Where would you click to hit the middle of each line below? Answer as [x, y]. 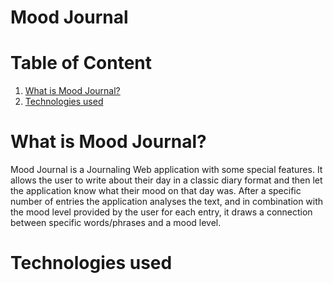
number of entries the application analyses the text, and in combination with [167, 202]
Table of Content [81, 63]
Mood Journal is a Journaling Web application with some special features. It [166, 170]
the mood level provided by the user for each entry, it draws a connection [161, 212]
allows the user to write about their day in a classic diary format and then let [166, 180]
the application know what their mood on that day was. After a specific [156, 191]
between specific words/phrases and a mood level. [116, 223]
